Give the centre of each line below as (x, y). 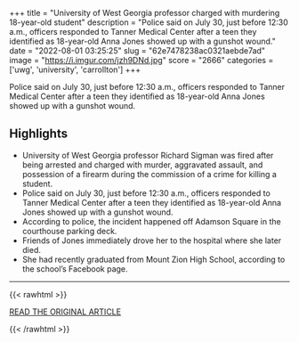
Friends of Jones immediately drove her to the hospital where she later (152, 240)
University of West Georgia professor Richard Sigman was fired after (148, 155)
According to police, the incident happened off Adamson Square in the (152, 221)
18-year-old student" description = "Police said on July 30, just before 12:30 (149, 22)
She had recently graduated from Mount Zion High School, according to (154, 259)
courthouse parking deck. (69, 231)
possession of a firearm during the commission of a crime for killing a (149, 174)
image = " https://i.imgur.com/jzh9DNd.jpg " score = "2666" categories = (141, 60)
